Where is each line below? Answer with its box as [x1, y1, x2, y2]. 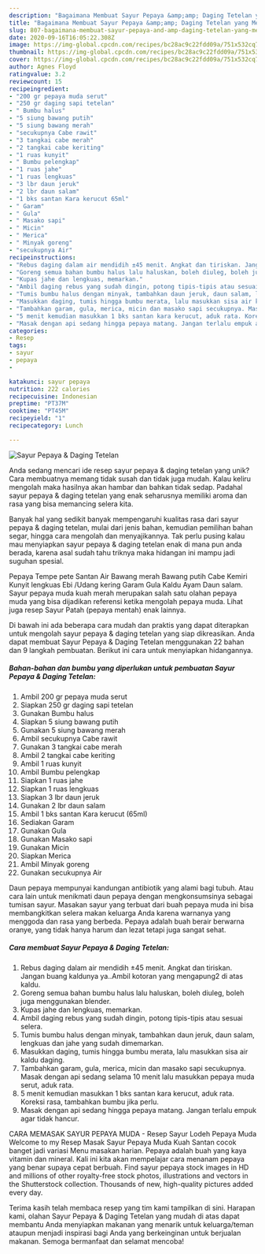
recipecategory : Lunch [9, 422, 83, 430]
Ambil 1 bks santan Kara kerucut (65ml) [20, 809, 148, 819]
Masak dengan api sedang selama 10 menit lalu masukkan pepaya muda [20, 1072, 255, 1081]
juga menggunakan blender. [20, 996, 112, 1006]
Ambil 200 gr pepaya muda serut [20, 692, 128, 701]
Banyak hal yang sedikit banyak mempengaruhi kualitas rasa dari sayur [9, 514, 239, 524]
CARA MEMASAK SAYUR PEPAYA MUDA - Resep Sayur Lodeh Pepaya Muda [9, 1129, 257, 1138]
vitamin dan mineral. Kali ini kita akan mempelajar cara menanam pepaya [9, 1154, 245, 1163]
